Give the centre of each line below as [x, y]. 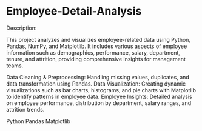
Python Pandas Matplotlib [39, 121]
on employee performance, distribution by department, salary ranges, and [99, 103]
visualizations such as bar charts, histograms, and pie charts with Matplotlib [101, 90]
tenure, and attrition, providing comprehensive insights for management [96, 59]
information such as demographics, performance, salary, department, [93, 52]
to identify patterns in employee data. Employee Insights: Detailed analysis [99, 96]
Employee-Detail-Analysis [74, 11]
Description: [22, 28]
